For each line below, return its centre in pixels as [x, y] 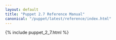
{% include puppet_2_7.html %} [37, 33]
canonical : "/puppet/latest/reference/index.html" [58, 19]
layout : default [22, 10]
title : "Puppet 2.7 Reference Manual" [45, 14]
